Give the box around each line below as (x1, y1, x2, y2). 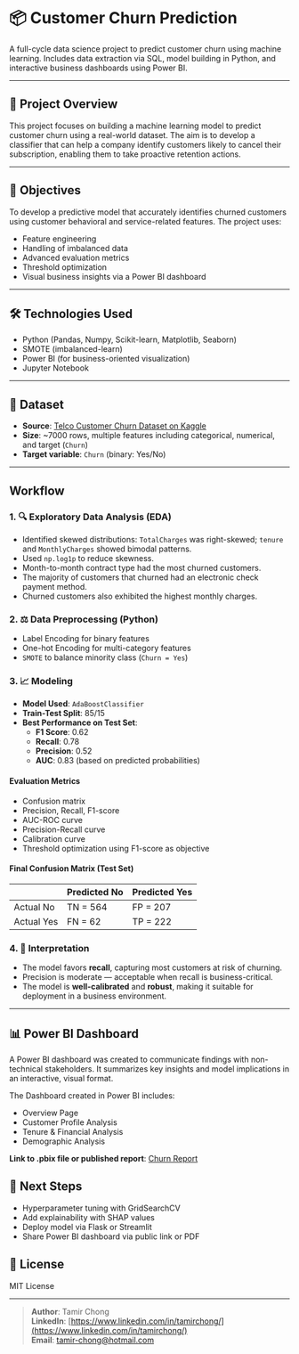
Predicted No (66, 885, 124, 898)
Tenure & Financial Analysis (21, 1126, 124, 1137)
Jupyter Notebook (21, 363, 89, 373)
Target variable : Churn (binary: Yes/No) (21, 449, 166, 460)
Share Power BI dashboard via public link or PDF (21, 1231, 200, 1242)
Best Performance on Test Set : (21, 717, 138, 728)
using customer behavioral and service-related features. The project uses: (9, 216, 282, 226)
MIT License (9, 1280, 55, 1291)
